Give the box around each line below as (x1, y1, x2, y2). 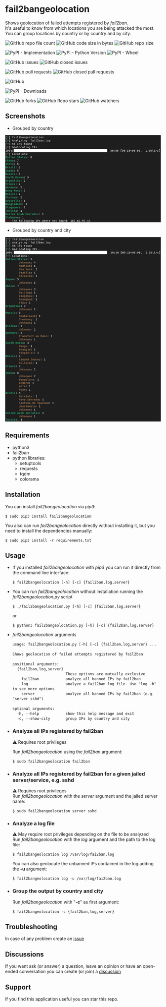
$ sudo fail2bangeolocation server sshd (12, 808, 97, 814)
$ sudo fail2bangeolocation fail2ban (12, 759, 90, 764)
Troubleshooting (5, 922, 58, 931)
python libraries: (12, 455, 46, 461)
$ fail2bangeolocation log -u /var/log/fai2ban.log (12, 876, 121, 881)
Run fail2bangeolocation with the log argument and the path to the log (12, 836, 156, 842)
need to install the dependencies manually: (5, 528, 93, 533)
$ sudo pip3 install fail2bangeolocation (5, 514, 92, 519)
